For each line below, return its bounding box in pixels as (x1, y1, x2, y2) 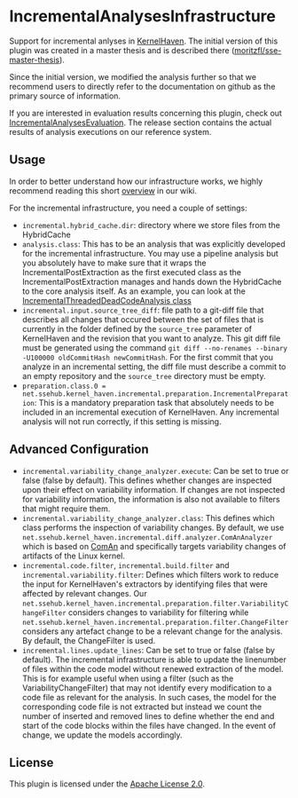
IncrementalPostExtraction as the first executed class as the (21, 266, 242, 277)
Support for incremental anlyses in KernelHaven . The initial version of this (9, 36, 278, 46)
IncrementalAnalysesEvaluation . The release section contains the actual (9, 117, 272, 128)
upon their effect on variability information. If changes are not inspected (21, 484, 286, 494)
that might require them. (21, 503, 111, 514)
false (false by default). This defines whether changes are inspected (21, 475, 272, 486)
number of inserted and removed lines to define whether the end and (21, 710, 275, 721)
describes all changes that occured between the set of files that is (21, 313, 264, 325)
